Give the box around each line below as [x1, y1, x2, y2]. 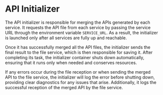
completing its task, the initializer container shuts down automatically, [5, 54, 145, 60]
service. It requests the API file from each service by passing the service [5, 24, 151, 30]
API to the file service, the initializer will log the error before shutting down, [5, 74, 155, 80]
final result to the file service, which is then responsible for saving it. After [5, 49, 153, 55]
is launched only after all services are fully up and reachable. [5, 35, 127, 41]
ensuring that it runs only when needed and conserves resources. [5, 60, 137, 65]
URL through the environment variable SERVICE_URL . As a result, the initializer [5, 30, 158, 35]
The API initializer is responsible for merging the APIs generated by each [5, 19, 150, 25]
